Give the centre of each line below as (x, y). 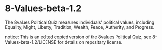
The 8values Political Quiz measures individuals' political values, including (80, 22)
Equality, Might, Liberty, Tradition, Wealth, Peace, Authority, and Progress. (80, 27)
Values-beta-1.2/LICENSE (31, 42)
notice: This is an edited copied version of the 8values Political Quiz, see (78, 37)
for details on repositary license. (90, 42)
